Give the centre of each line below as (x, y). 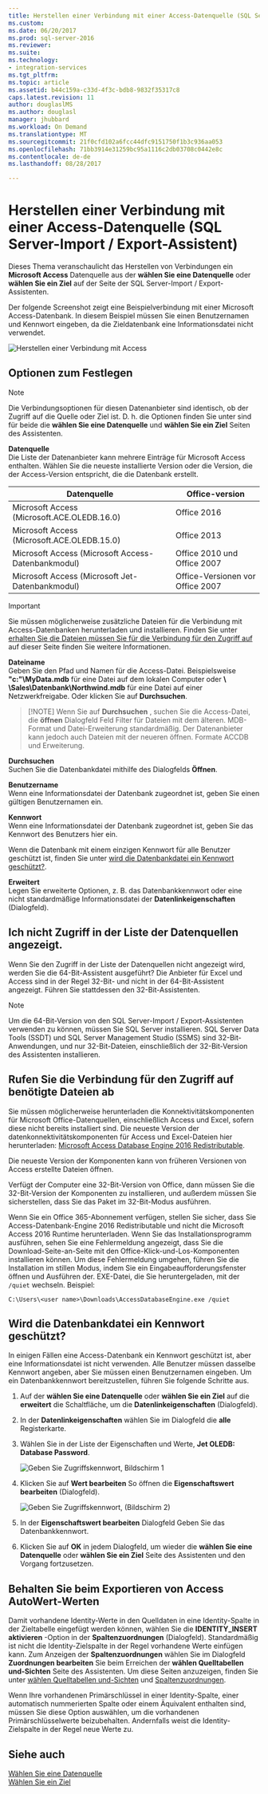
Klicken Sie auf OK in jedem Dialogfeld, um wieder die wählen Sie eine (136, 1547)
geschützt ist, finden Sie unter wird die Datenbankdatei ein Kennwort (121, 858)
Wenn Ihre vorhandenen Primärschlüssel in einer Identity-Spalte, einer (124, 1695)
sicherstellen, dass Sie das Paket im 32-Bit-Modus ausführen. (110, 1201)
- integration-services (48, 68)
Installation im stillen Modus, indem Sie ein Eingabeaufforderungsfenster (127, 1268)
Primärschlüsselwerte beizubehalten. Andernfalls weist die (104, 1721)
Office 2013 (198, 535)
